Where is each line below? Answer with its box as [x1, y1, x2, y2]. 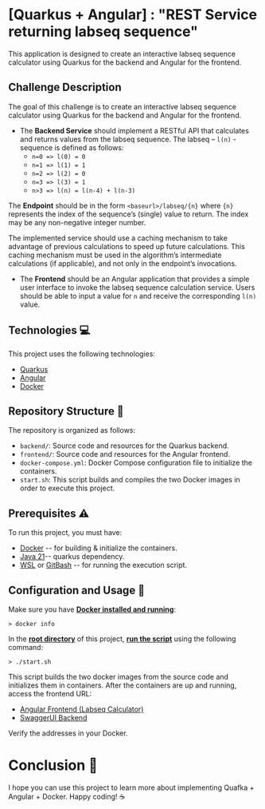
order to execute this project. [19, 483, 115, 493]
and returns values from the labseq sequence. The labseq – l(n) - [19, 134, 237, 144]
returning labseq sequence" [8, 22, 199, 41]
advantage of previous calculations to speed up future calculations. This [8, 241, 245, 251]
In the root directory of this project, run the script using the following [8, 634, 236, 644]
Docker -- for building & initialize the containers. [19, 543, 177, 553]
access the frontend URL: [8, 689, 92, 698]
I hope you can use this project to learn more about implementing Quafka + [8, 783, 255, 792]
